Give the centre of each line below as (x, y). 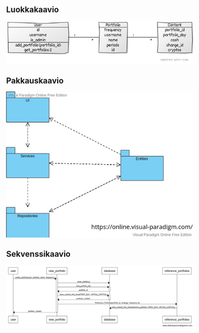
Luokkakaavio (33, 10)
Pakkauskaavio (35, 80)
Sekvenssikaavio (38, 254)
